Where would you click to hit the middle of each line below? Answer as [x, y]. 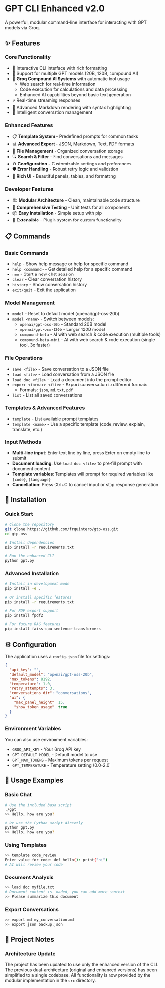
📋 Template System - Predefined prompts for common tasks [75, 136]
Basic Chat [19, 795]
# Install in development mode [37, 584]
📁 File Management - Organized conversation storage [68, 151]
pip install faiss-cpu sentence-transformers [53, 629]
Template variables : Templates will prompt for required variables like [83, 474]
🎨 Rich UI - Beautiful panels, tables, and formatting [64, 176]
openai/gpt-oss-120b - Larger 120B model [62, 329]
